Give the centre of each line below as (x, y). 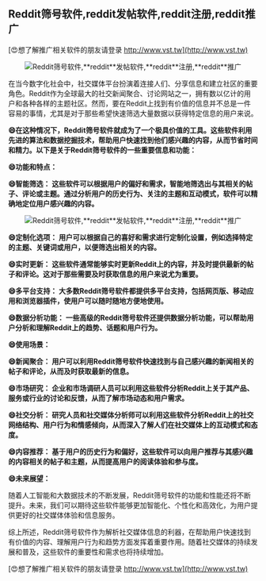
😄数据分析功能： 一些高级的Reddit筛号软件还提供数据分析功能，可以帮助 (127, 317)
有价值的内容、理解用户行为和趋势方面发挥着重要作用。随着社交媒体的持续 (129, 541)
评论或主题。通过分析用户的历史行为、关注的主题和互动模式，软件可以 (136, 194)
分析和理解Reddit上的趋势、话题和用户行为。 (88, 327)
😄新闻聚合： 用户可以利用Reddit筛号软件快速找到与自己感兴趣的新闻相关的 (131, 361)
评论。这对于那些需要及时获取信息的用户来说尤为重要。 (112, 274)
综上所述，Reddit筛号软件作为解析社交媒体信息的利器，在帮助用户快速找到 (130, 532)
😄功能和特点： (33, 167)
